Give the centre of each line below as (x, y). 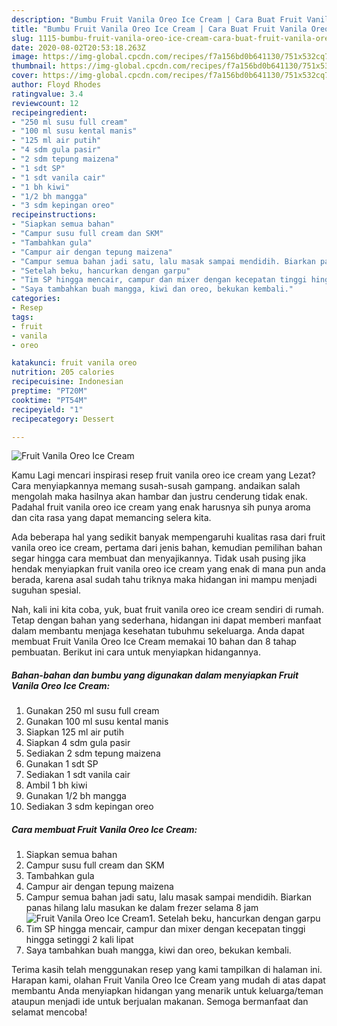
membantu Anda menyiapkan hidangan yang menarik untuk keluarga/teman (167, 991)
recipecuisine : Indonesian (67, 382)
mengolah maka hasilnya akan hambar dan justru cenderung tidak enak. (159, 497)
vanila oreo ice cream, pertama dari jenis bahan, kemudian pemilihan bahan (167, 548)
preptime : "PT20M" (49, 391)
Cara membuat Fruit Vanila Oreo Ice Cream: (104, 829)
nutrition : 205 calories (63, 372)
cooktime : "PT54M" (49, 400)
